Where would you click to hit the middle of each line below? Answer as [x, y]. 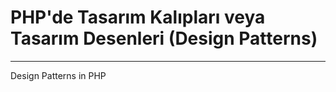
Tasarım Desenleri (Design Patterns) [164, 38]
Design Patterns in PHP [58, 75]
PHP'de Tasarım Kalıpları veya [138, 17]
